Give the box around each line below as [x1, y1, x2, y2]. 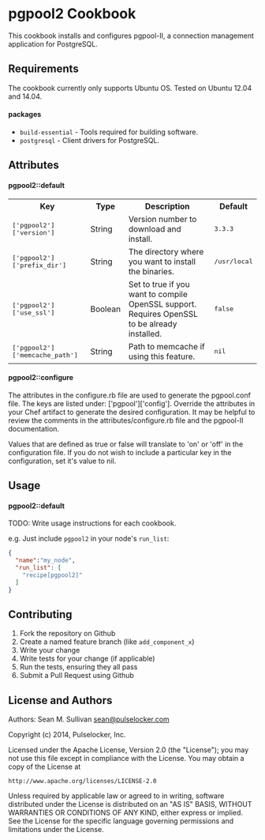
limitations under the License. [8, 825, 104, 834]
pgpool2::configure [8, 373, 73, 382]
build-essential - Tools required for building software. [19, 127, 199, 137]
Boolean [90, 303, 121, 315]
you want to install [128, 256, 196, 267]
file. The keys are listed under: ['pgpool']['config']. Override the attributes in [8, 398, 256, 408]
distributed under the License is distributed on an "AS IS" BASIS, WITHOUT [8, 800, 252, 809]
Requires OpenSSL [128, 308, 199, 319]
